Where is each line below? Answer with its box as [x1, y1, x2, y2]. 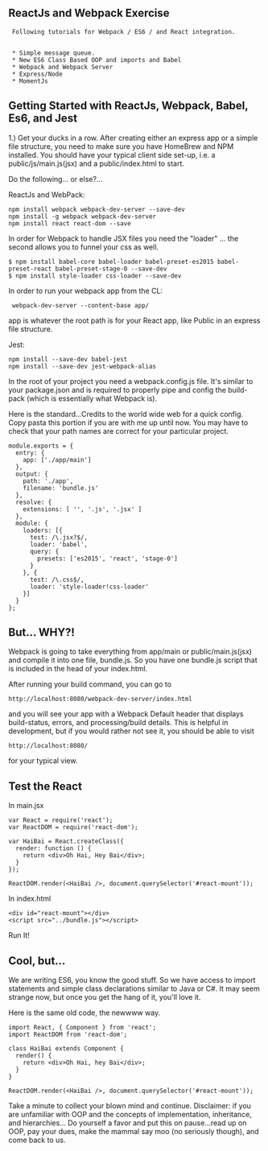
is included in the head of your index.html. [8, 664, 148, 674]
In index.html [8, 893, 52, 904]
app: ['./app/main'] [23, 456, 92, 464]
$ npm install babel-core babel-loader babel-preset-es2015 [8, 258, 215, 266]
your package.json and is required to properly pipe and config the [8, 385, 227, 394]
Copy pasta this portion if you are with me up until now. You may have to [8, 418, 249, 427]
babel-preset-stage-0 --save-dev [55, 265, 167, 273]
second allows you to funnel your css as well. [8, 241, 159, 252]
